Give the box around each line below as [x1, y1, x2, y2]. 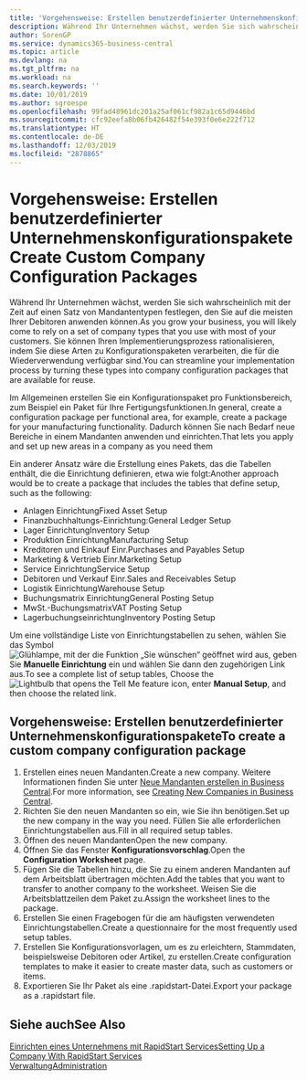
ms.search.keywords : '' [9, 81, 101, 90]
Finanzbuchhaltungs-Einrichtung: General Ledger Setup [22, 514, 231, 525]
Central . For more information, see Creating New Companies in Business [22, 787, 294, 798]
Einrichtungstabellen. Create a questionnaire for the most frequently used [22, 922, 298, 933]
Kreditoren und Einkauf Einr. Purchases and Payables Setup [22, 544, 245, 555]
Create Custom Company [9, 247, 206, 268]
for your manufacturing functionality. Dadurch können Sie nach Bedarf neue [9, 421, 295, 432]
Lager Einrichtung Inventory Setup [22, 524, 150, 535]
